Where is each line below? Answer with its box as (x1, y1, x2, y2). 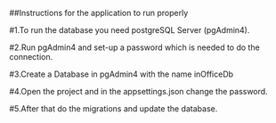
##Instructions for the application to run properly (9, 8, 189, 18)
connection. (9, 52, 53, 61)
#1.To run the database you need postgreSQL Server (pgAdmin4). (9, 25, 250, 35)
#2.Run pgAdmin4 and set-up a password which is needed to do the (9, 42, 260, 53)
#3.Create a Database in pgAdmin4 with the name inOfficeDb (9, 69, 234, 79)
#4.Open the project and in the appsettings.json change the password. (9, 86, 269, 96)
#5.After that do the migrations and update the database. (9, 103, 218, 114)
